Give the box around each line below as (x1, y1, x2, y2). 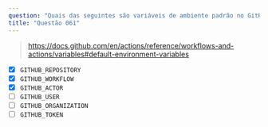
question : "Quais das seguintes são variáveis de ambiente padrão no (8, 11, 245, 20)
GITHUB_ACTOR (19, 84, 64, 92)
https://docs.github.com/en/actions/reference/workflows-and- (27, 40, 235, 50)
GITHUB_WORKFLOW (19, 75, 74, 83)
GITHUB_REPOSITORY (19, 66, 81, 74)
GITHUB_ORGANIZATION (19, 102, 89, 110)
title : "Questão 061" (8, 19, 81, 27)
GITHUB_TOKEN (19, 110, 64, 119)
